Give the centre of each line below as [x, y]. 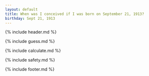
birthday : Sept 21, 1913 [30, 18]
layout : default [21, 9]
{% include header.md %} [31, 32]
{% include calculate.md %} [33, 51]
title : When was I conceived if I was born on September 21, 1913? [75, 14]
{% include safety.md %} [30, 60]
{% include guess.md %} [30, 41]
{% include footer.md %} [30, 69]
